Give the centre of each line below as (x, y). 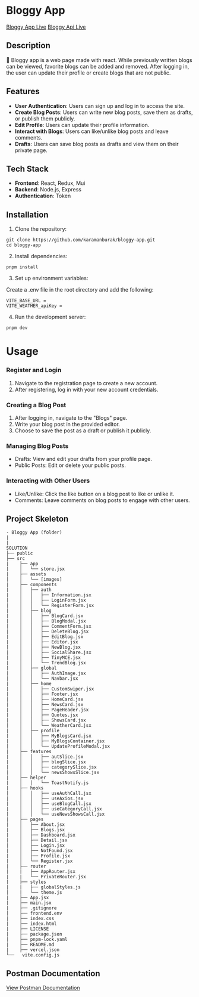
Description (28, 46)
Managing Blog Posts (37, 446)
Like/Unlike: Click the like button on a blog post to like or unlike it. (94, 494)
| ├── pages (25, 820)
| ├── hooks (25, 788)
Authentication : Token (43, 196)
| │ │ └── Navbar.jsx (42, 679)
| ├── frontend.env (34, 914)
